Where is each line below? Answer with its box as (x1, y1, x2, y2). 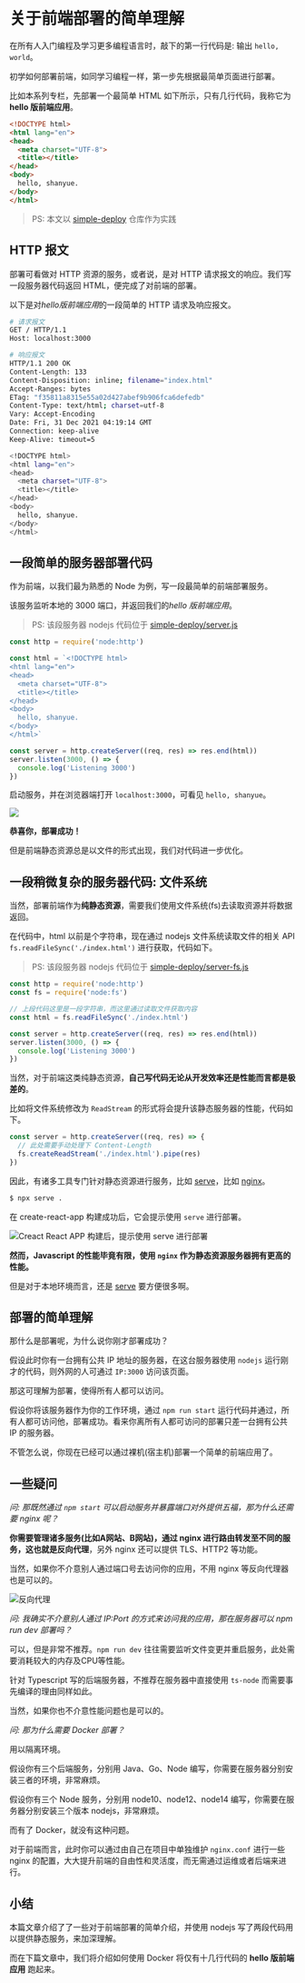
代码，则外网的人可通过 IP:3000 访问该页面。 (25, 1366, 193, 1377)
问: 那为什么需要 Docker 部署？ (9, 1725, 125, 1736)
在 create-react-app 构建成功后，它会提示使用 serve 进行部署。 (9, 1211, 247, 1222)
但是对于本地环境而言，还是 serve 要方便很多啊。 (9, 1280, 194, 1291)
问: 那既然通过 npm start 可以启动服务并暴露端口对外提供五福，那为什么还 (9, 1502, 286, 1513)
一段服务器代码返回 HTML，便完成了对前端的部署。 (9, 279, 202, 291)
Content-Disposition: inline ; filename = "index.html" (9, 376, 213, 385)
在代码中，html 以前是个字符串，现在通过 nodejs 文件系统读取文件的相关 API (9, 931, 295, 942)
